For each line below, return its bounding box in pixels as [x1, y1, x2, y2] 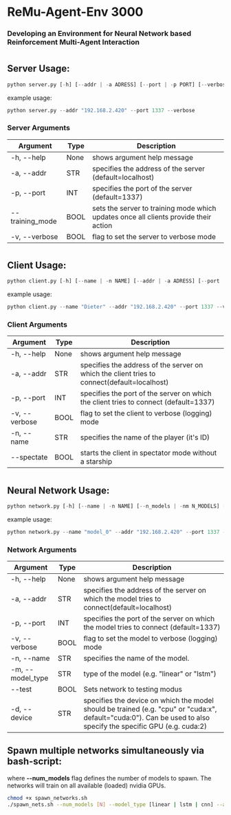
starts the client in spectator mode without [80, 448, 217, 458]
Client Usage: [7, 259, 67, 271]
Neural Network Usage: [7, 484, 110, 496]
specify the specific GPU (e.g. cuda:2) [83, 721, 208, 731]
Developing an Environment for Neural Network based [7, 29, 192, 39]
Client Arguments [7, 320, 67, 329]
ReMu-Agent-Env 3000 [7, 4, 144, 20]
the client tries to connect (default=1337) [80, 398, 215, 407]
